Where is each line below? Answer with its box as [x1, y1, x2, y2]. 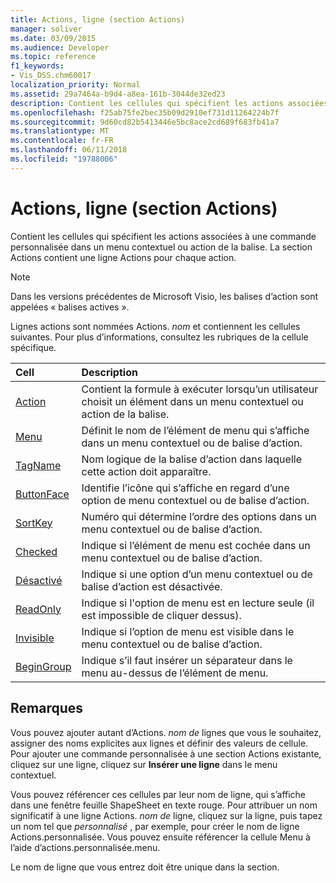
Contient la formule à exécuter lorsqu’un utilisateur [81, 382, 319, 396]
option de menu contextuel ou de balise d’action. [81, 493, 310, 507]
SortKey [15, 516, 53, 530]
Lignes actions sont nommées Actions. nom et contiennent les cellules [10, 320, 301, 332]
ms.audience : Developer [10, 42, 110, 53]
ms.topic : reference [10, 52, 97, 62]
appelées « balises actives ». [10, 301, 130, 313]
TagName [15, 458, 62, 472]
